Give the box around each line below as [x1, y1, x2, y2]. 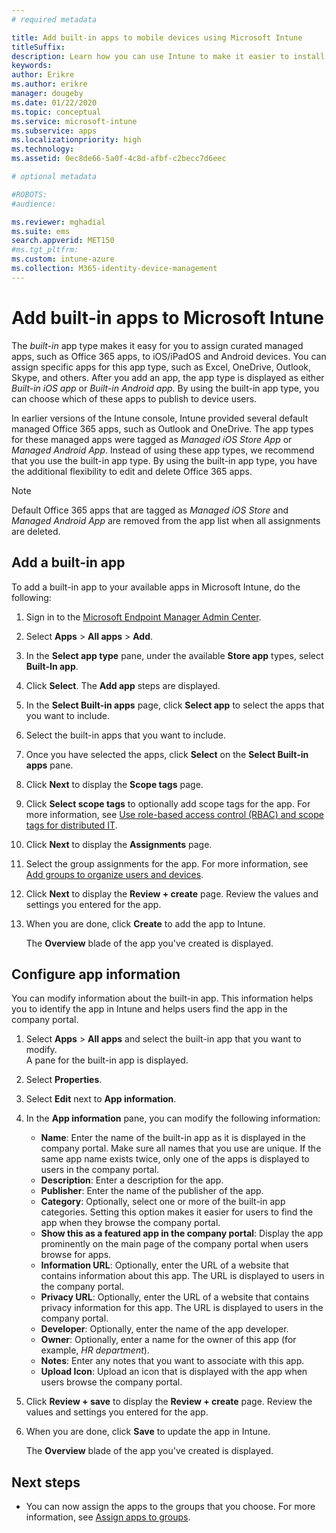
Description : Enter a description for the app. [40, 1174, 224, 1186]
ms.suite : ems [11, 226, 71, 236]
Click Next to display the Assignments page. [25, 838, 213, 850]
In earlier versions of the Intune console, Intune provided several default [11, 412, 309, 424]
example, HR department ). [40, 1344, 150, 1356]
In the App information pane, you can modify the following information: [25, 1112, 321, 1125]
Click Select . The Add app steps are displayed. [25, 679, 221, 691]
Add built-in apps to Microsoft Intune [11, 306, 324, 329]
